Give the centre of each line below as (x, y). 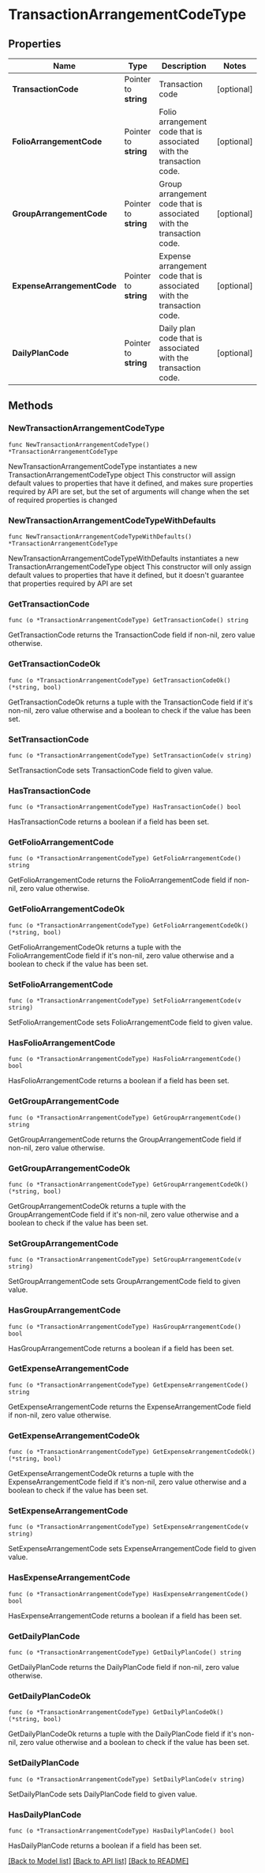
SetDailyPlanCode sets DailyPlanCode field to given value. (103, 1794)
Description (184, 66)
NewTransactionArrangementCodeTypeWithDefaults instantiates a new (123, 558)
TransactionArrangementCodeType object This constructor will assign (122, 474)
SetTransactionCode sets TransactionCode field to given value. (111, 770)
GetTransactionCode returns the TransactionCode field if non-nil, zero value (132, 635)
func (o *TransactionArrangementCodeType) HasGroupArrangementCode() (125, 1327)
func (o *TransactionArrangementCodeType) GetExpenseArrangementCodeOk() (132, 1452)
